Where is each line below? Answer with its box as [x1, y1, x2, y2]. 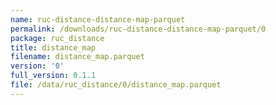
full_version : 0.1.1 [10, 71, 97, 81]
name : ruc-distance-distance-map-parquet [10, 14, 186, 25]
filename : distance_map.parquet [10, 52, 145, 62]
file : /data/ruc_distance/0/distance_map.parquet [10, 80, 222, 90]
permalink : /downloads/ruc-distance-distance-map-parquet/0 [10, 24, 267, 34]
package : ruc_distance [10, 33, 105, 43]
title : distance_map [10, 42, 97, 53]
